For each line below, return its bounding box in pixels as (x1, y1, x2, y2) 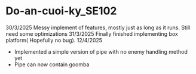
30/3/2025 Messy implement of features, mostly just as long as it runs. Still (5, 24, 191, 31)
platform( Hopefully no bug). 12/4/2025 (5, 36, 103, 44)
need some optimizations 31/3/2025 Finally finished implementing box (5, 30, 179, 37)
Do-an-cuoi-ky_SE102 (5, 4, 117, 18)
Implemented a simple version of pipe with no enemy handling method (14, 48, 188, 55)
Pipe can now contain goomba (14, 61, 90, 68)
